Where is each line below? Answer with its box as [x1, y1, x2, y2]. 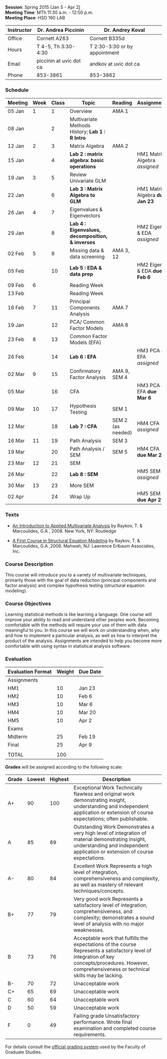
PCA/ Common [69, 318, 105, 325]
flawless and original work [74, 790, 135, 797]
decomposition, [69, 233, 108, 240]
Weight [56, 669, 75, 675]
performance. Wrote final [74, 1019, 132, 1026]
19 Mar [7, 449, 25, 456]
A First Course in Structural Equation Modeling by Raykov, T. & [12, 537, 140, 544]
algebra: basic [69, 157, 104, 164]
